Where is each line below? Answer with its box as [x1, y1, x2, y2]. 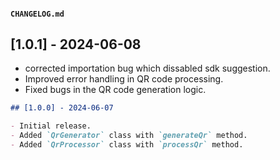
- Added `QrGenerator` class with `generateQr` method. [10, 131, 248, 141]
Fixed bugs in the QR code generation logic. [24, 84, 207, 96]
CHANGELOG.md [10, 9, 65, 19]
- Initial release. [10, 121, 92, 131]
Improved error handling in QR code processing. [24, 73, 224, 85]
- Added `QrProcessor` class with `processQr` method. [10, 140, 244, 150]
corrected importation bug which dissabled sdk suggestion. [24, 62, 271, 75]
